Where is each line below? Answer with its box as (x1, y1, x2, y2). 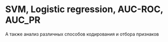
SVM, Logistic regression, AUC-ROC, (5, 4, 163, 15)
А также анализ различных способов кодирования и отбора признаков (5, 31, 159, 37)
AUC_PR (5, 14, 41, 26)
